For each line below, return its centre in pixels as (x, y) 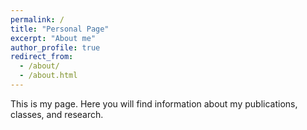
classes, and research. (57, 114)
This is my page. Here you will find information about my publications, (154, 103)
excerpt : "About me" (53, 38)
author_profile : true (55, 47)
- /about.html (48, 76)
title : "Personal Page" (60, 29)
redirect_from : (42, 57)
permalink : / (37, 19)
